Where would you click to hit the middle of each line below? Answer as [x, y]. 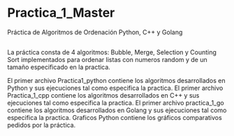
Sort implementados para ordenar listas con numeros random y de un [107, 60]
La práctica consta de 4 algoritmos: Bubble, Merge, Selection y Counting [112, 52]
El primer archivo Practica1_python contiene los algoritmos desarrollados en [116, 81]
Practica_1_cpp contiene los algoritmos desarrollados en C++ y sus [103, 96]
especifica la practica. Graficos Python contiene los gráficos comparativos [115, 118]
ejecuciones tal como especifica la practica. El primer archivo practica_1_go [116, 103]
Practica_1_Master [61, 13]
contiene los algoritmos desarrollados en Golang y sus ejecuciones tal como [117, 110]
